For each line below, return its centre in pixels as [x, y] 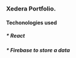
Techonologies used [32, 23]
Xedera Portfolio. [31, 9]
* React [16, 36]
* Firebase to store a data [38, 50]
